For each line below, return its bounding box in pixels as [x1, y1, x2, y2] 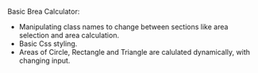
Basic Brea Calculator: [7, 7, 80, 16]
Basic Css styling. [18, 39, 78, 48]
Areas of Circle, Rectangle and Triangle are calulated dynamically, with [18, 48, 251, 56]
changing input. [18, 56, 71, 65]
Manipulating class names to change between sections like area [18, 22, 229, 31]
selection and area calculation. [18, 31, 120, 40]
